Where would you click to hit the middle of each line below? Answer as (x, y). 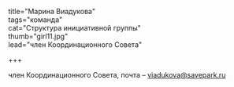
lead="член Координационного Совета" (75, 45)
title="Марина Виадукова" (52, 11)
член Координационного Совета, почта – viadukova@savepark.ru (117, 75)
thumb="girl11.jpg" (38, 36)
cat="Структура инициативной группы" (75, 28)
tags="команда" (35, 20)
